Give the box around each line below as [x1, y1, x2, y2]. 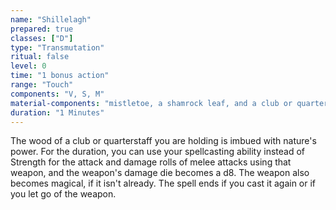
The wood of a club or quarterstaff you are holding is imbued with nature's [10, 135, 317, 147]
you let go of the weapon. [10, 188, 117, 200]
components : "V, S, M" [10, 89, 105, 99]
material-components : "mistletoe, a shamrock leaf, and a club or [10, 98, 293, 108]
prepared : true [10, 24, 74, 34]
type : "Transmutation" [10, 42, 105, 53]
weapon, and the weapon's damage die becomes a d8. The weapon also [10, 167, 310, 179]
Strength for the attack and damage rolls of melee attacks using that [10, 156, 292, 168]
